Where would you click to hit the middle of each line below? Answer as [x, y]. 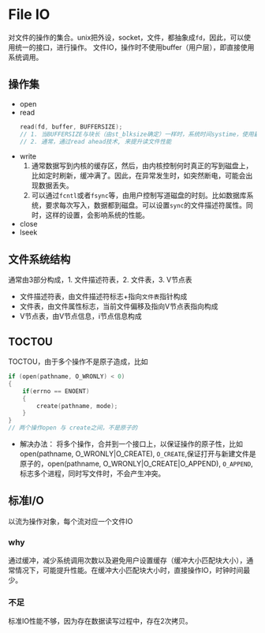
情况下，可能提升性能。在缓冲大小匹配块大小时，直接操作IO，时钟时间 [129, 571]
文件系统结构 [39, 259]
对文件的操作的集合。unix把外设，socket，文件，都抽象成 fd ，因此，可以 [126, 37]
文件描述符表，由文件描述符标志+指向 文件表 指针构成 [103, 297]
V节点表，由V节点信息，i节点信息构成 [80, 316]
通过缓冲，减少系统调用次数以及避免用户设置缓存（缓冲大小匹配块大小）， [127, 560]
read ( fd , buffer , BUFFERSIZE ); [71, 127]
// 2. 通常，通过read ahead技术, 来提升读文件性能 [95, 141]
